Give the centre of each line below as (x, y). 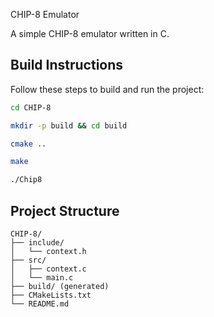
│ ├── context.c (48, 269)
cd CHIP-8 (31, 107)
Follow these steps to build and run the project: (107, 89)
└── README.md (40, 304)
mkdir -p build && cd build (69, 125)
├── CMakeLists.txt (51, 295)
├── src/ (28, 260)
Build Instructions (67, 65)
